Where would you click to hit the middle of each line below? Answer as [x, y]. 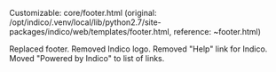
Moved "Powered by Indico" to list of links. [87, 58]
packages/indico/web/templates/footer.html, [91, 32]
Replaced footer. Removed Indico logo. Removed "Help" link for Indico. [138, 49]
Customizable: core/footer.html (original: [83, 13]
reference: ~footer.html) [217, 32]
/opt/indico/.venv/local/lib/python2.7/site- [85, 22]
